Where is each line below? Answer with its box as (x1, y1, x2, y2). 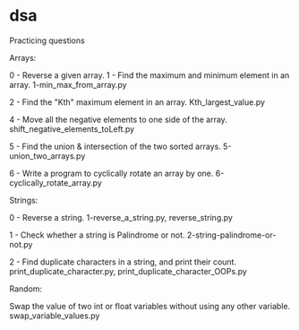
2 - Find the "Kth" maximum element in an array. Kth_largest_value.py (9, 96, 266, 108)
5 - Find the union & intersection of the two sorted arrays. (9, 141, 221, 152)
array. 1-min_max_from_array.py (9, 79, 127, 90)
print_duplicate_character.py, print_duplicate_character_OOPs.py (9, 265, 248, 276)
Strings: (9, 195, 38, 205)
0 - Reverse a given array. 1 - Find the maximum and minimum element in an (9, 69, 290, 81)
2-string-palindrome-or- (186, 230, 277, 240)
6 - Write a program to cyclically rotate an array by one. (9, 168, 214, 178)
